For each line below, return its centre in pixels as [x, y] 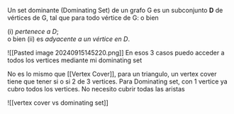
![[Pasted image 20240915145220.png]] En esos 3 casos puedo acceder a [116, 53]
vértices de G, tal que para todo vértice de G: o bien [83, 18]
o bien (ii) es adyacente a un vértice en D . [68, 39]
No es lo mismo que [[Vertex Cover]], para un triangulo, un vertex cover [112, 74]
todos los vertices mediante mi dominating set [75, 60]
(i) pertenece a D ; [33, 32]
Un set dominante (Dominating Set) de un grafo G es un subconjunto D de [115, 10]
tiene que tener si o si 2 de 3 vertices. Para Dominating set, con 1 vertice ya [118, 81]
